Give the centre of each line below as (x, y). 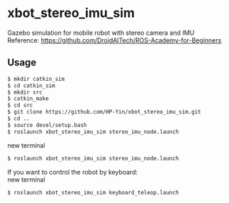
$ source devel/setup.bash (47, 125)
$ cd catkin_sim (31, 86)
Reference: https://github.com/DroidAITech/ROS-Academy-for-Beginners (114, 40)
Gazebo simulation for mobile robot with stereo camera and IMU (101, 33)
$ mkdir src (25, 92)
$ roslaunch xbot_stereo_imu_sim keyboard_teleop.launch (93, 192)
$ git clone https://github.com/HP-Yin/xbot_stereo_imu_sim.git (104, 112)
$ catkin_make (28, 99)
